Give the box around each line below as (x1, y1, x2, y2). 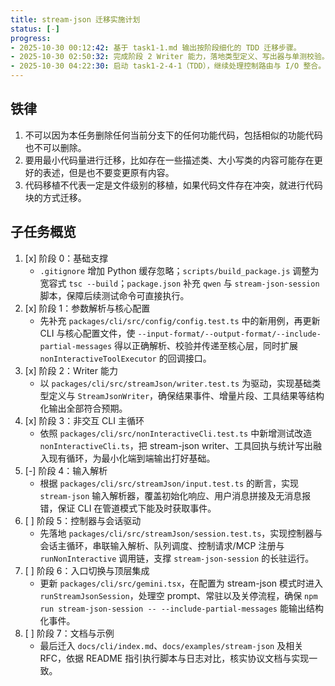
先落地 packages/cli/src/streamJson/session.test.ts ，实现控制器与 (39, 527, 323, 539)
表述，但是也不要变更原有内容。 (42, 166, 175, 178)
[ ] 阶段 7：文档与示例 (24, 627, 115, 639)
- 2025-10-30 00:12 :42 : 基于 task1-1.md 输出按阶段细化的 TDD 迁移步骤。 (10, 42, 302, 53)
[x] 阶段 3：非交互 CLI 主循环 (24, 414, 145, 426)
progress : (10, 33, 52, 43)
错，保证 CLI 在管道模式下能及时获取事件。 (39, 502, 217, 514)
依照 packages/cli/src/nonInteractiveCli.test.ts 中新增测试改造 (39, 427, 313, 439)
